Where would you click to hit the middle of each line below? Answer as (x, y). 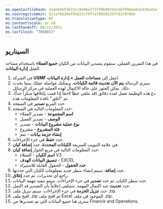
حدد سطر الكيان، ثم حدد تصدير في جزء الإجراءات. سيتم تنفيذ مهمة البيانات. (80, 180)
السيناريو (17, 52)
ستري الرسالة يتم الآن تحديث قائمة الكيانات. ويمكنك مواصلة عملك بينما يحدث (81, 83)
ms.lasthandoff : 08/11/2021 (34, 28)
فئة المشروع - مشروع (40, 129)
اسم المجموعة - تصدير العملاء (46, 114)
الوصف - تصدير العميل (40, 119)
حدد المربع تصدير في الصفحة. (39, 103)
